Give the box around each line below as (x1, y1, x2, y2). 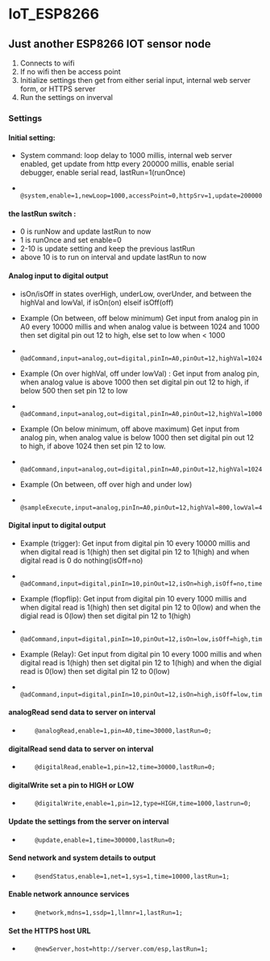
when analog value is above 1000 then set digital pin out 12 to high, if (19, 376, 250, 387)
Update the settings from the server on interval (8, 816, 169, 826)
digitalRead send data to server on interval (8, 743, 154, 754)
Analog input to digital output (8, 271, 109, 281)
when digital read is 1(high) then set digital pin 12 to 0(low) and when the (19, 602, 261, 612)
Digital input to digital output (8, 521, 106, 530)
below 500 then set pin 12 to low (19, 385, 128, 395)
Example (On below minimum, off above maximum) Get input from (19, 424, 240, 434)
